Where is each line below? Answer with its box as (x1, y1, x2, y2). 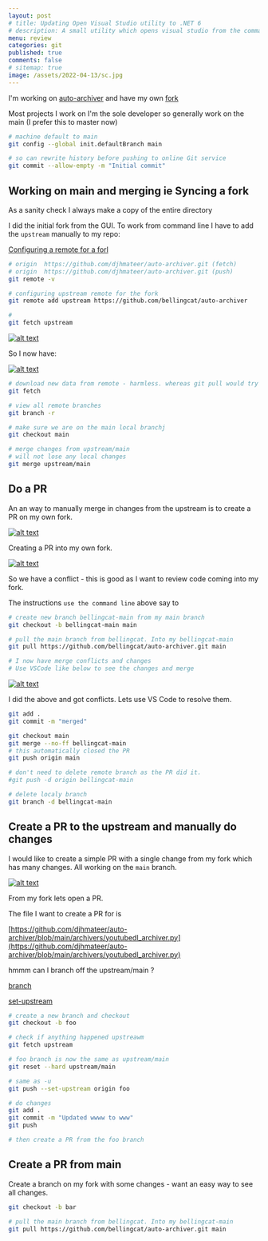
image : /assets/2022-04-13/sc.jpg (8, 71, 124, 79)
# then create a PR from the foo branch (8, 1136, 145, 1144)
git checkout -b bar (8, 1203, 77, 1211)
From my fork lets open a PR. (8, 893, 104, 903)
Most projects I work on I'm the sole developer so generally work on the (8, 109, 245, 118)
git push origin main (8, 754, 81, 762)
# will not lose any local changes (8, 453, 127, 461)
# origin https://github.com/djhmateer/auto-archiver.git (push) (8, 267, 234, 276)
